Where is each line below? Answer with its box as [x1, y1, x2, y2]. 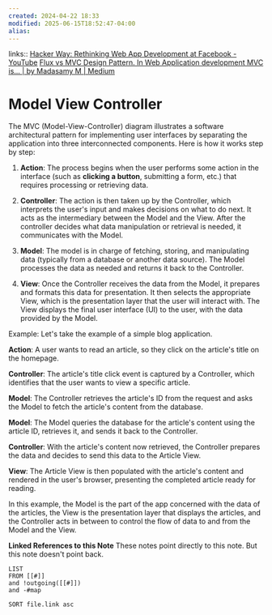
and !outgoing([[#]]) [8, 579, 82, 587]
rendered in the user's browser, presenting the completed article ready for [8, 475, 257, 485]
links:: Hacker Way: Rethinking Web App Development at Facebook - [8, 49, 237, 59]
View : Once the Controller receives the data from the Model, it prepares [19, 279, 261, 288]
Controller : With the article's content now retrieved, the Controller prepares [8, 442, 261, 452]
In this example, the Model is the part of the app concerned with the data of [8, 499, 261, 509]
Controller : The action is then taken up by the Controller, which [19, 196, 232, 206]
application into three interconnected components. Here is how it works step [8, 139, 264, 148]
